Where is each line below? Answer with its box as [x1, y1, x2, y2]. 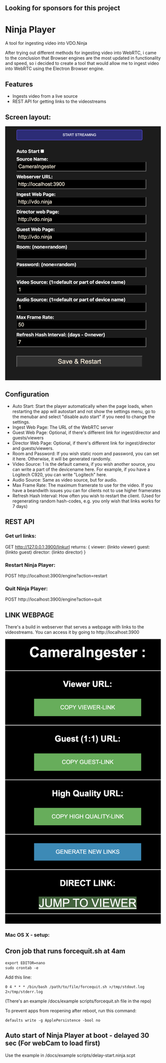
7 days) [12, 503, 28, 509]
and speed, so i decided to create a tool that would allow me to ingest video [5, 61, 159, 66]
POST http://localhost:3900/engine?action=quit [5, 596, 102, 602]
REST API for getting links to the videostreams [12, 99, 106, 105]
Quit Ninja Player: [5, 585, 48, 592]
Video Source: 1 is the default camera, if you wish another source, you [12, 461, 155, 467]
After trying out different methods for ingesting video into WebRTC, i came [5, 50, 157, 56]
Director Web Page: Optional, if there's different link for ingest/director [12, 440, 156, 446]
